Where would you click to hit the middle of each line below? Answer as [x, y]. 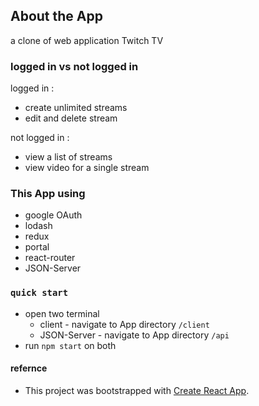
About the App [56, 16]
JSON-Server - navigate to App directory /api [134, 335]
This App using [48, 194]
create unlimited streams [76, 108]
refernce [29, 368]
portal [37, 247]
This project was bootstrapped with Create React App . [137, 390]
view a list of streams [68, 157]
